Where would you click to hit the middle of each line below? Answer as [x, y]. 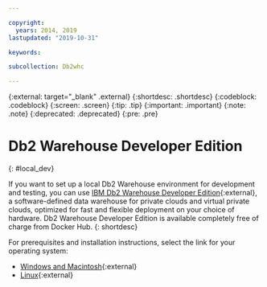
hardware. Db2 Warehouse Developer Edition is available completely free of [133, 219]
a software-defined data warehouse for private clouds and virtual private [129, 201]
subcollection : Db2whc [46, 67]
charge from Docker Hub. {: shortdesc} [73, 227]
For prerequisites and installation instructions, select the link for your [122, 243]
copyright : [27, 23]
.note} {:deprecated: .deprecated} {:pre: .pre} [83, 114]
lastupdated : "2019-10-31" [53, 38]
